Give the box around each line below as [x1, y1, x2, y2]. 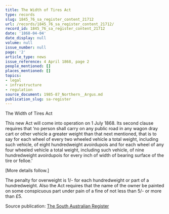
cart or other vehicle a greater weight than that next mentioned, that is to [5, 131, 157, 137]
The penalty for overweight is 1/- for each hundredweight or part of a [5, 177, 149, 183]
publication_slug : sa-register [5, 96, 71, 101]
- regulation [5, 87, 33, 92]
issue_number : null [5, 45, 47, 50]
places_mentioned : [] [5, 69, 51, 74]
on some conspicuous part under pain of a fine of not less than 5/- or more [5, 188, 162, 194]
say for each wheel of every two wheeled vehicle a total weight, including [5, 136, 158, 142]
